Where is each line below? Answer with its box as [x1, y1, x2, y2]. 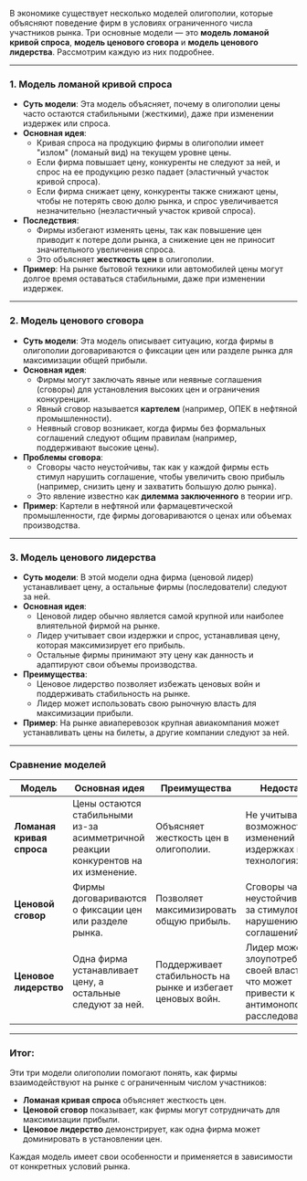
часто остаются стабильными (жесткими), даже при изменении [22, 109, 274, 120]
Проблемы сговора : [22, 451, 103, 462]
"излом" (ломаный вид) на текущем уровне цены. [36, 147, 232, 158]
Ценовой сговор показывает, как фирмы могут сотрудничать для [22, 1104, 281, 1115]
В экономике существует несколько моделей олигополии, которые [9, 8, 274, 18]
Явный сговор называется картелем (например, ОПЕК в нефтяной [36, 403, 298, 414]
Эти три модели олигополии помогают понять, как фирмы [9, 1068, 238, 1079]
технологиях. [245, 854, 304, 867]
